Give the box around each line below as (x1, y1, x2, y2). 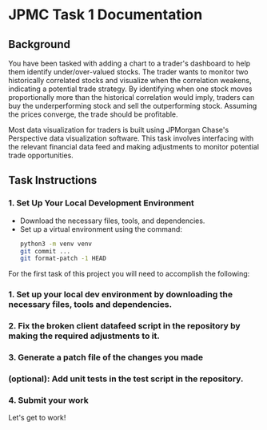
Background (8, 38, 70, 51)
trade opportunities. (8, 150, 74, 160)
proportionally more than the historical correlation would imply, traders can (8, 93, 255, 102)
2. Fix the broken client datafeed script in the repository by (8, 321, 241, 332)
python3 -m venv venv (19, 240, 93, 248)
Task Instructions (8, 173, 98, 187)
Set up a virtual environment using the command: (19, 224, 182, 233)
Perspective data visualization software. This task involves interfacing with (8, 133, 254, 143)
